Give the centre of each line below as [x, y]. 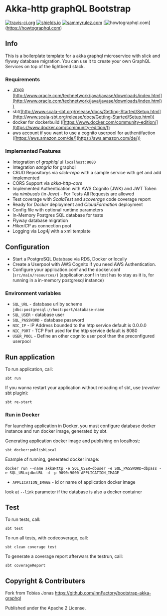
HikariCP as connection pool [42, 226]
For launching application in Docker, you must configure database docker [81, 426]
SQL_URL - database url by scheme [47, 304]
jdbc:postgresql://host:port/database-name [58, 310]
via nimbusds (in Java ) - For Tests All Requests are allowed [73, 194]
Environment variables [33, 293]
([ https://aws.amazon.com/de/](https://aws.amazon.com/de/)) [77, 138]
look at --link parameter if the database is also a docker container [74, 492]
